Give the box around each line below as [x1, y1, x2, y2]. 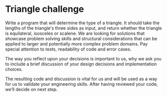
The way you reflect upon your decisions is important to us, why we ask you [5, 55, 162, 61]
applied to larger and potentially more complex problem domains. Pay [5, 41, 148, 47]
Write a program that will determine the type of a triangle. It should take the [5, 20, 160, 26]
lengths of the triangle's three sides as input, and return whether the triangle [5, 25, 162, 31]
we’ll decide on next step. [5, 86, 58, 92]
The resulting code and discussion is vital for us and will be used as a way [5, 76, 158, 82]
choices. [5, 66, 23, 72]
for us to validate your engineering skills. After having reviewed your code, [5, 81, 158, 87]
